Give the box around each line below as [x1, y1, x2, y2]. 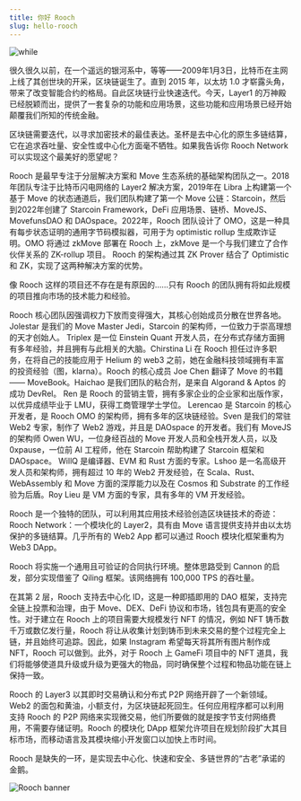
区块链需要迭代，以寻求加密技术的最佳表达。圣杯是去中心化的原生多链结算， [9, 128, 292, 139]
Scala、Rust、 [206, 466, 260, 477]
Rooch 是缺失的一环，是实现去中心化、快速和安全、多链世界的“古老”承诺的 [9, 753, 286, 763]
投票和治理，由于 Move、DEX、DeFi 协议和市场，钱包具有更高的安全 [32, 603, 287, 613]
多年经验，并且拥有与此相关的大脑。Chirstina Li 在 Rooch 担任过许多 [16, 343, 270, 354]
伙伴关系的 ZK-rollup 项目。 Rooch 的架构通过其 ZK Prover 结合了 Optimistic [9, 249, 289, 260]
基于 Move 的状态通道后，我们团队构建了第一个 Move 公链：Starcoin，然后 [9, 192, 287, 203]
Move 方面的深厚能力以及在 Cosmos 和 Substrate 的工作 [73, 478, 282, 489]
